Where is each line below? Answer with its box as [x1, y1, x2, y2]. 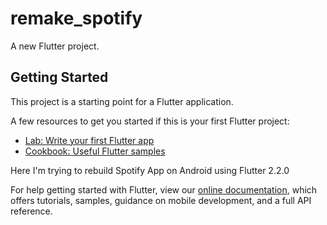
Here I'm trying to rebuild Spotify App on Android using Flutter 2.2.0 [10, 164, 290, 176]
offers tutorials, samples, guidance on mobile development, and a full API [10, 194, 312, 206]
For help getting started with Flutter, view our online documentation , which [10, 183, 318, 196]
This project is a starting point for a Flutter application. [10, 95, 234, 107]
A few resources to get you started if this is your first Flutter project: [10, 115, 290, 127]
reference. [10, 205, 53, 217]
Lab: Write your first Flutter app [24, 134, 155, 146]
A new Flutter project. [10, 40, 100, 52]
